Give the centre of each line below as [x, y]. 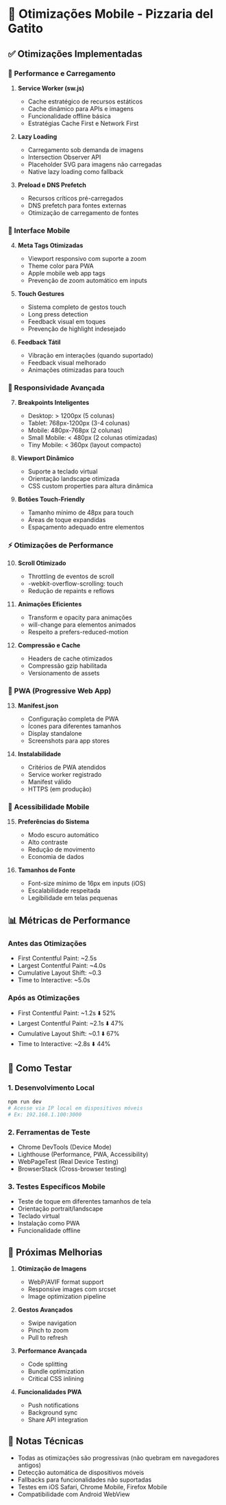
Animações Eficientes [50, 604]
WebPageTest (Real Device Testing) [68, 1161]
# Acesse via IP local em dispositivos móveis [75, 1108]
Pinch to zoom [48, 1330]
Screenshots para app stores [69, 741]
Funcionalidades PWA [50, 1392]
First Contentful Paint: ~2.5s [57, 958]
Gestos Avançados [45, 1310]
